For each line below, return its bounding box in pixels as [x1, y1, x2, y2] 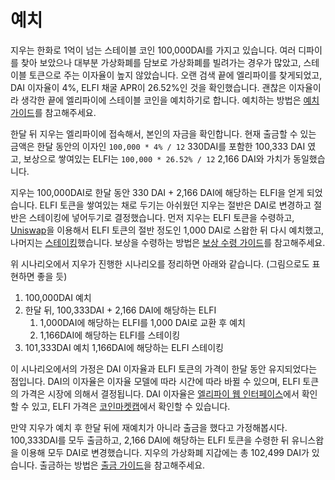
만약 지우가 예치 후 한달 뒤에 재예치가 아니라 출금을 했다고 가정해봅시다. [10, 421, 288, 433]
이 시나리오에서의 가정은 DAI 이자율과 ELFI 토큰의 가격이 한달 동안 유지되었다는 [10, 362, 318, 375]
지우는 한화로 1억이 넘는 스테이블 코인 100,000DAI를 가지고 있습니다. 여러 [10, 44, 297, 56]
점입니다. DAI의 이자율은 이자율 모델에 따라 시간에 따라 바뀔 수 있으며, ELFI [10, 375, 301, 387]
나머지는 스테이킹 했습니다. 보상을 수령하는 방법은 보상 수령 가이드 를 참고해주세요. [10, 236, 326, 248]
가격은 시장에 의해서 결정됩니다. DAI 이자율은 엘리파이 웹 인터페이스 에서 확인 [20, 387, 318, 400]
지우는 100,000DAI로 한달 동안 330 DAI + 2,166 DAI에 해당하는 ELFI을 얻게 [10, 186, 305, 198]
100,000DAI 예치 [24, 291, 92, 303]
